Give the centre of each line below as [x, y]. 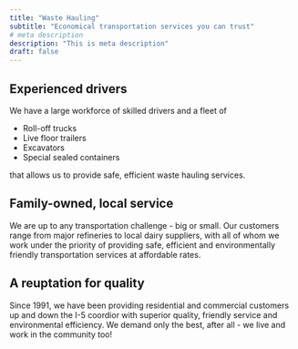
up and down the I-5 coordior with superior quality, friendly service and [144, 314]
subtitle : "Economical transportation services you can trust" [132, 26]
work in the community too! [61, 334]
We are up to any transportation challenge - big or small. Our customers [144, 225]
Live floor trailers [54, 138]
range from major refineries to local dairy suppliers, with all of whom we [144, 235]
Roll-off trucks [50, 128]
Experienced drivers [68, 89]
